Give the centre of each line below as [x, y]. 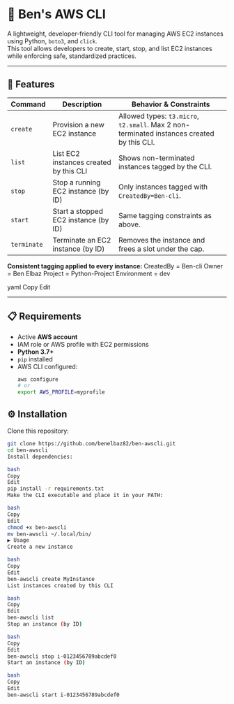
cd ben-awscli [28, 450]
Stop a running [77, 182]
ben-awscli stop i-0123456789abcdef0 [62, 656]
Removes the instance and [162, 240]
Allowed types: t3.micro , [159, 116]
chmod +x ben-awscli [37, 527]
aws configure [38, 379]
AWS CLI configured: [47, 366]
